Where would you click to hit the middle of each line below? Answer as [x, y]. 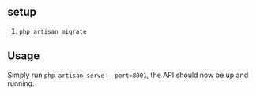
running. [21, 83]
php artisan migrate [53, 31]
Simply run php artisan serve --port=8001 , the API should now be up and [128, 75]
